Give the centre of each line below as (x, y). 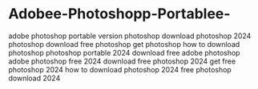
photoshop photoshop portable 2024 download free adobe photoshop (124, 52)
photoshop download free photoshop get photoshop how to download (124, 44)
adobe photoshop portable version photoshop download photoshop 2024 (130, 36)
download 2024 (34, 78)
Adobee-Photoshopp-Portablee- (119, 14)
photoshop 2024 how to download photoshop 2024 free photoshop (120, 69)
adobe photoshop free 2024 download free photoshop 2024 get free (122, 61)
